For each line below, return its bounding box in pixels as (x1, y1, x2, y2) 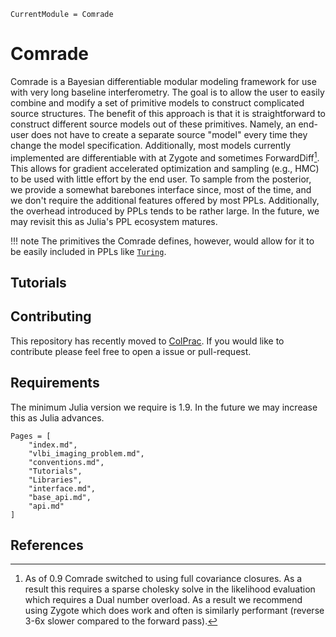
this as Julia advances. (10, 411, 105, 424)
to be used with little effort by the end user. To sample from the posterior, (10, 173, 312, 185)
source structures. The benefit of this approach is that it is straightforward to (10, 107, 326, 119)
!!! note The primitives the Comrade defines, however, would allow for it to (10, 235, 315, 247)
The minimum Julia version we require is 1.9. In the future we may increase (10, 401, 318, 413)
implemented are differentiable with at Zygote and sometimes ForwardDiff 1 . (10, 150, 320, 164)
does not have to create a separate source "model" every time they (31, 128, 308, 140)
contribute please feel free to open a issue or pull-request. (10, 345, 252, 357)
